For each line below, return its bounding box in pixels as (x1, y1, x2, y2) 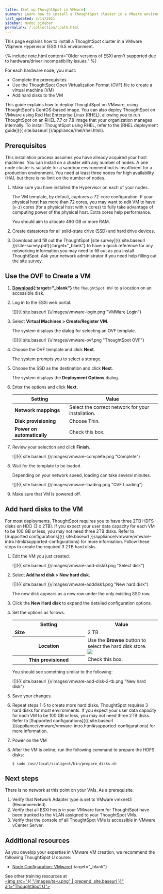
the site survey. (12, 258, 43, 264)
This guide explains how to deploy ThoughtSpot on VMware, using (5, 102, 138, 108)
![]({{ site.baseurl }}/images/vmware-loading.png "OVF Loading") (12, 481, 143, 487)
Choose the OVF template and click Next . (12, 346, 96, 352)
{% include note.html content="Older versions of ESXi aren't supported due (5, 53, 156, 59)
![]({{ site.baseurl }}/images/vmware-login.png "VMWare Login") (12, 309, 142, 315)
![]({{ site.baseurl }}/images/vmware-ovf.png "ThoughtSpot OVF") (12, 337, 145, 343)
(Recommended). (12, 802, 47, 808)
